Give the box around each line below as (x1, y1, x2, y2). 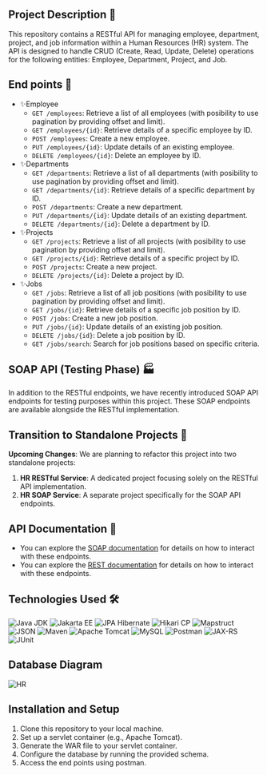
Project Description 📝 (8, 8, 117, 22)
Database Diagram (8, 658, 103, 672)
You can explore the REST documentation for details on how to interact (19, 560, 254, 570)
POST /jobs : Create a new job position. (31, 313, 158, 323)
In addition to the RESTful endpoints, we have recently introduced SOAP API (8, 388, 258, 398)
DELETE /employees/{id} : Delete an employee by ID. (31, 150, 201, 160)
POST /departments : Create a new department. (31, 201, 184, 212)
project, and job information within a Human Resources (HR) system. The (8, 38, 249, 47)
